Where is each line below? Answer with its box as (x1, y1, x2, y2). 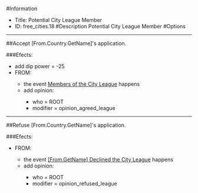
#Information (6, 5, 38, 12)
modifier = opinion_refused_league (32, 180, 117, 187)
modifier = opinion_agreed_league (32, 105, 116, 111)
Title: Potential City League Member (14, 17, 103, 23)
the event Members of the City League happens (23, 81, 140, 88)
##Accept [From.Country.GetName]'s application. (6, 40, 127, 47)
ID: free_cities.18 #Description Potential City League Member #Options (14, 23, 186, 30)
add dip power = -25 (14, 63, 65, 70)
